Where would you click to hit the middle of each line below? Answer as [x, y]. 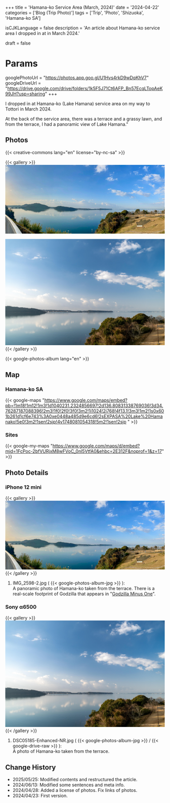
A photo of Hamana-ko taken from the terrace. [61, 751]
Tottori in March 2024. [29, 109]
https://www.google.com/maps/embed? [86, 400]
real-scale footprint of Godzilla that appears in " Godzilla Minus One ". [84, 594]
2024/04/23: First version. [40, 795]
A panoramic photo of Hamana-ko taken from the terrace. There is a [84, 589]
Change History [31, 767]
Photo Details [27, 473]
